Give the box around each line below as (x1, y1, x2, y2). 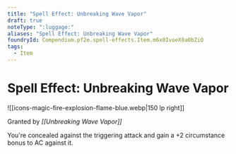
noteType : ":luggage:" (7, 23, 74, 30)
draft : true (7, 17, 42, 24)
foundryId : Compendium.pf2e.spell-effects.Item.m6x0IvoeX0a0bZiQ (7, 37, 203, 44)
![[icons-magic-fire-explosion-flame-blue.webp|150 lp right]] (7, 103, 185, 112)
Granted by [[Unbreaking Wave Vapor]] (7, 117, 122, 126)
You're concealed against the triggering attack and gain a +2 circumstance (7, 131, 225, 139)
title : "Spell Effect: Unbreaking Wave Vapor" (7, 10, 147, 18)
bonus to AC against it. (7, 138, 73, 147)
